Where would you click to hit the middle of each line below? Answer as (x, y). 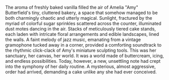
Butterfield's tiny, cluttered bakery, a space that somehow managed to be (81, 13)
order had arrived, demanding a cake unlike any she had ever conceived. (81, 72)
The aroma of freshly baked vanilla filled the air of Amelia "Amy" (72, 7)
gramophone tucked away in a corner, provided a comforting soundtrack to (83, 45)
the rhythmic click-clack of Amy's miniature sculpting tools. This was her (81, 50)
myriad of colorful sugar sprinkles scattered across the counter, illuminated (83, 23)
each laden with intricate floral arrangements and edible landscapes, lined (82, 34)
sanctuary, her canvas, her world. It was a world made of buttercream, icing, (84, 56)
